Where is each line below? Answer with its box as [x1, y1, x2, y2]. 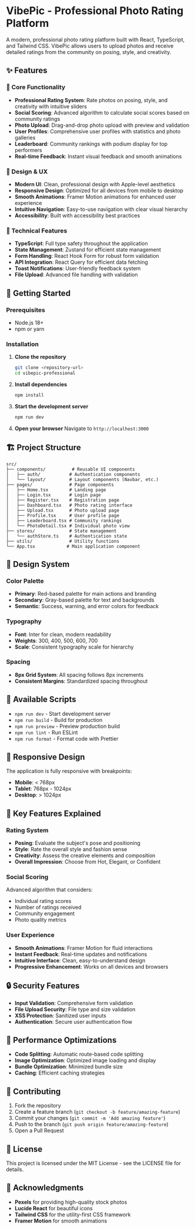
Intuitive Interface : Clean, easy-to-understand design [14, 956, 146, 964]
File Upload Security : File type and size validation [14, 1006, 136, 1013]
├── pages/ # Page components [6, 482, 115, 488]
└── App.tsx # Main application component [6, 543, 141, 549]
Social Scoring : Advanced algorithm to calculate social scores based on [14, 109, 190, 116]
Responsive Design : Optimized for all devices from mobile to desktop [14, 187, 184, 194]
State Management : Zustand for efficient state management [14, 246, 162, 253]
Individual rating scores [14, 898, 72, 905]
